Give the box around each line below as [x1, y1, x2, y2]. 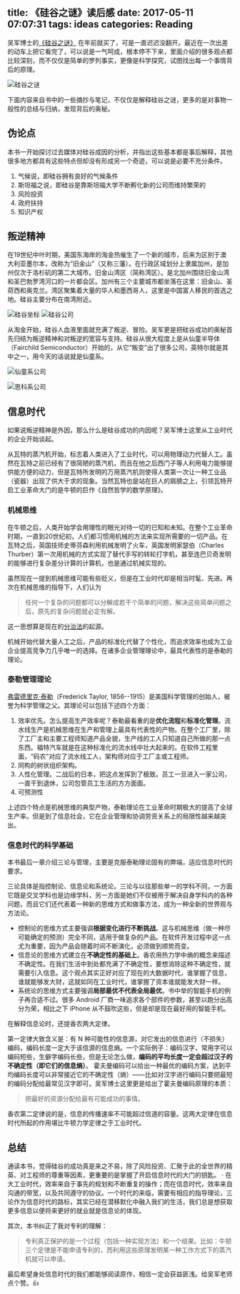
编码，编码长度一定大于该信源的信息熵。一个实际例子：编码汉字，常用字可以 [7, 1043, 233, 1052]
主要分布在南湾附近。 [31, 295, 95, 304]
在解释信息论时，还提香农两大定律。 [7, 1020, 114, 1028]
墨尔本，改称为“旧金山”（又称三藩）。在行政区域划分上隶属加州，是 [26, 259, 223, 268]
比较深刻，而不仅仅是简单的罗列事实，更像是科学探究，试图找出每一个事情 [7, 56, 226, 64]
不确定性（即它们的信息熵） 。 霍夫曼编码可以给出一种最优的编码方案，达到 [7, 1061, 225, 1070]
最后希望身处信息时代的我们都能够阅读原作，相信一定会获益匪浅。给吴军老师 [7, 1270, 233, 1278]
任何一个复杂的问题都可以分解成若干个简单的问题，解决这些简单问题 [24, 598, 226, 606]
